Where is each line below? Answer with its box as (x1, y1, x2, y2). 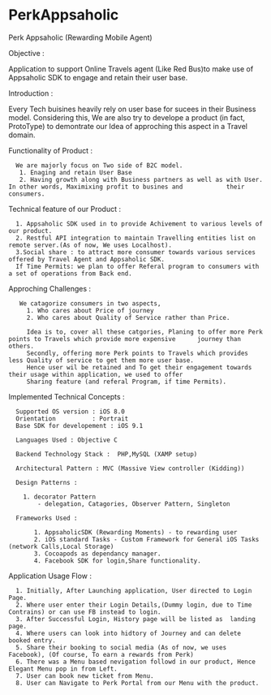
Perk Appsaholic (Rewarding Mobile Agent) (8, 32, 153, 42)
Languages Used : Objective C (15, 436, 118, 444)
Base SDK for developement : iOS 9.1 (15, 421, 144, 430)
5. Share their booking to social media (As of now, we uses (15, 643, 227, 651)
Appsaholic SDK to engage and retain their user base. (8, 72, 188, 82)
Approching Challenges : (8, 283, 92, 293)
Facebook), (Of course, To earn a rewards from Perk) (8, 650, 195, 658)
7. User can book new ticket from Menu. (15, 671, 154, 680)
